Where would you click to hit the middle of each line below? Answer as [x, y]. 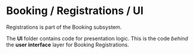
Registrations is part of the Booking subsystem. [64, 27]
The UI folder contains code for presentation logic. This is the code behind [97, 38]
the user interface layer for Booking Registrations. [68, 45]
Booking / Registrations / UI [75, 11]
